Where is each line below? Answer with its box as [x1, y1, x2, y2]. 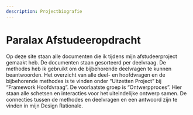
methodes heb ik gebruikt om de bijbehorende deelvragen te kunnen [6, 65, 172, 72]
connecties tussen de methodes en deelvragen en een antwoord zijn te [6, 96, 178, 103]
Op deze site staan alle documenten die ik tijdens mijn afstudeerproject [6, 53, 177, 60]
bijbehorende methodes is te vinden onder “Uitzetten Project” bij [6, 77, 162, 84]
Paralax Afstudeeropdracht [6, 33, 142, 46]
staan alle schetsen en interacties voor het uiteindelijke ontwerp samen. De [6, 89, 187, 96]
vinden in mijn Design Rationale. [6, 102, 84, 109]
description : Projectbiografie [6, 8, 82, 15]
